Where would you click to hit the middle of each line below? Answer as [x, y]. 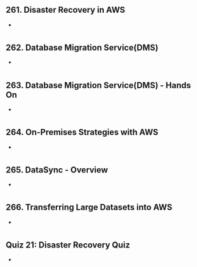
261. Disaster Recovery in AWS [66, 10]
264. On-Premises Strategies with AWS [82, 133]
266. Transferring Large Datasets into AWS [89, 208]
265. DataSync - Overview [57, 170]
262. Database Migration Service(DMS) [82, 48]
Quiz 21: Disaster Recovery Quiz [68, 245]
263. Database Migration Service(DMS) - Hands [99, 85]
